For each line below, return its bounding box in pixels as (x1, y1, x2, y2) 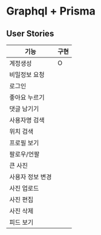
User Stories (6, 28, 54, 39)
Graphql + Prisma (6, 4, 96, 18)
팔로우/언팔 (9, 150, 40, 158)
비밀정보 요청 (9, 71, 45, 79)
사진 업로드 (9, 184, 39, 192)
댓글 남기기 (9, 105, 39, 113)
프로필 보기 (9, 139, 39, 147)
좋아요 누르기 (9, 93, 45, 101)
